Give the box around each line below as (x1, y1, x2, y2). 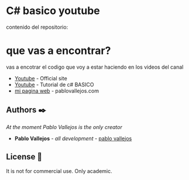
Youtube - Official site (14, 74, 67, 81)
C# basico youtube (6, 4, 101, 18)
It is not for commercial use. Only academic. (6, 167, 112, 174)
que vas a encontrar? (6, 44, 111, 57)
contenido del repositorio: (6, 23, 68, 30)
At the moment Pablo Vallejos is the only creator (6, 123, 123, 130)
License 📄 (6, 152, 43, 162)
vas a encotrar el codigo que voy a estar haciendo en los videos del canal (6, 63, 184, 70)
